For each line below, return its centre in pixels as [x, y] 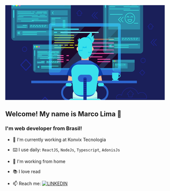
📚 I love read [27, 171]
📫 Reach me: [27, 183]
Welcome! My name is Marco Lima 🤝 [63, 114]
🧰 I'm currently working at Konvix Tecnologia [59, 139]
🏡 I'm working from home [39, 161]
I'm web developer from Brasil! [44, 128]
